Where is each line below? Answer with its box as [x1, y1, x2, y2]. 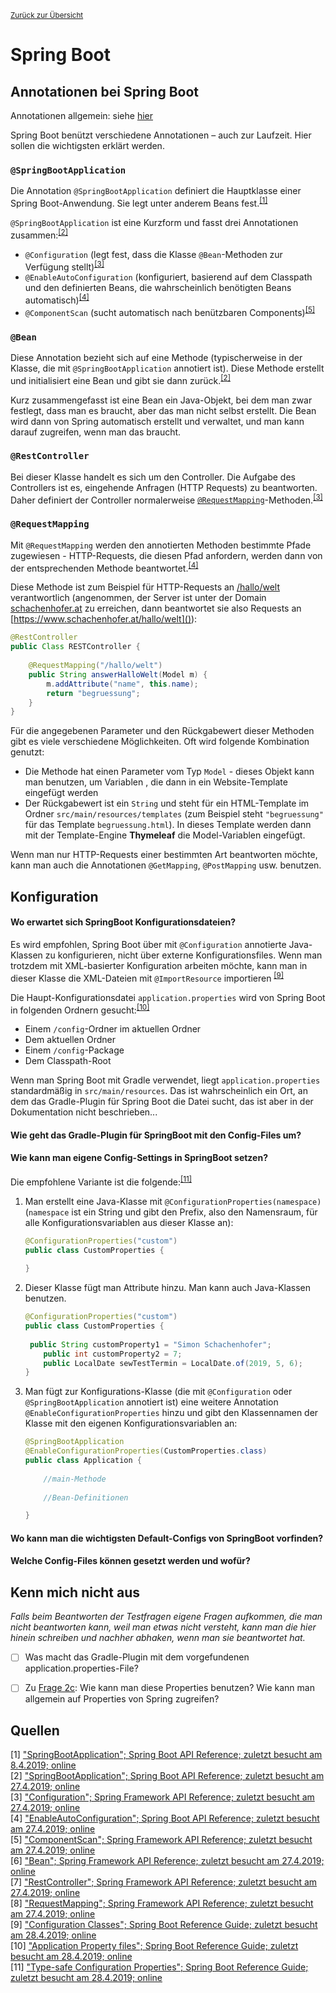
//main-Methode [43, 1474, 107, 1484]
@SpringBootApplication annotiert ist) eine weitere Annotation [24, 1396, 279, 1408]
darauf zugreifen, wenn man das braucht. [10, 426, 182, 438]
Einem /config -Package [24, 1044, 125, 1056]
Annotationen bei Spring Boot [10, 83, 199, 100]
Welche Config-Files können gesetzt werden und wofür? [10, 1555, 251, 1567]
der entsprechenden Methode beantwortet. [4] [10, 560, 199, 574]
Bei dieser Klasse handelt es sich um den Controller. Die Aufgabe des [10, 471, 296, 483]
